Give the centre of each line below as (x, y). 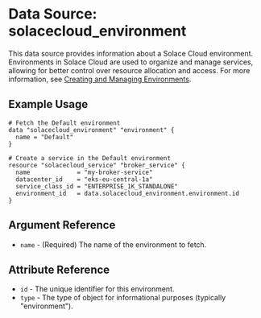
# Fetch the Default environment (64, 123)
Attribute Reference (59, 269)
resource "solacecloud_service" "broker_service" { (97, 165)
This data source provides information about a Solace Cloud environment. (131, 53)
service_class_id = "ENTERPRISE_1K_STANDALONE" (97, 186)
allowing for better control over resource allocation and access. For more (129, 70)
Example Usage (48, 104)
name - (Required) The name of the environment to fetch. (113, 244)
